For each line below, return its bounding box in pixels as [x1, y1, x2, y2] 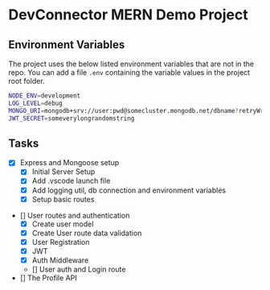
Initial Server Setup [31, 167, 96, 176]
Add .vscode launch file [31, 176, 111, 186]
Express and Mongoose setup [19, 158, 120, 168]
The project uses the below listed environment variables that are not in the [8, 59, 255, 68]
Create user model [31, 219, 94, 229]
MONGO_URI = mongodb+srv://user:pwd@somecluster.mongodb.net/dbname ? [8, 106, 239, 114]
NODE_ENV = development [8, 92, 81, 100]
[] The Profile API [19, 272, 78, 283]
